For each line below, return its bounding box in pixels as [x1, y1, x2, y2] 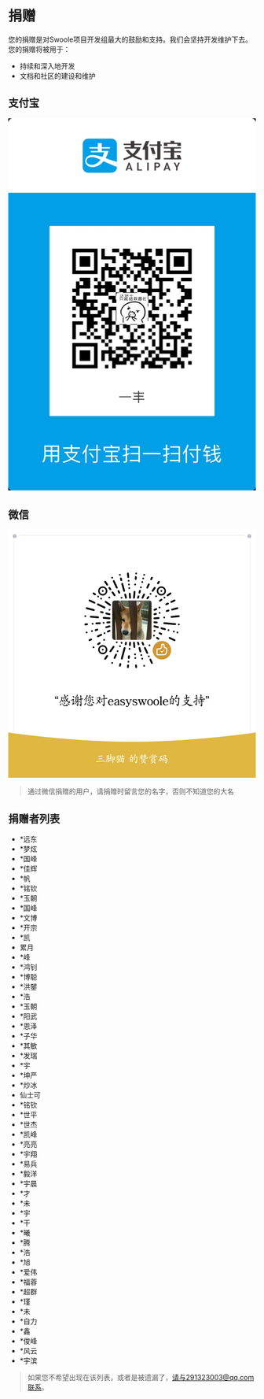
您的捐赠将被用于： [8, 44, 71, 54]
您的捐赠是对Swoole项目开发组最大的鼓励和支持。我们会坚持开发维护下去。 [8, 35, 253, 44]
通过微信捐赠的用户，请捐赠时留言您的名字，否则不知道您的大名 [27, 786, 234, 796]
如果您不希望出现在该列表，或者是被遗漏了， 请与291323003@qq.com [27, 1373, 255, 1382]
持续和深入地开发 [19, 61, 75, 71]
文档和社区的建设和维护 [19, 71, 96, 80]
